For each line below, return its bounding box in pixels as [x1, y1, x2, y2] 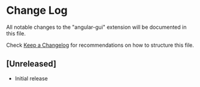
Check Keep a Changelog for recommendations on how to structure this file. [6, 41, 195, 49]
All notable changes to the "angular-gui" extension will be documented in [6, 23, 187, 31]
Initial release [14, 74, 48, 82]
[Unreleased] [6, 59, 57, 69]
